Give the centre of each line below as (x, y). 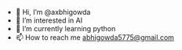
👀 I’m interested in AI (49, 20)
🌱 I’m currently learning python (66, 29)
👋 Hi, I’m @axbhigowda (53, 12)
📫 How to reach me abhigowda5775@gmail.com (95, 37)
